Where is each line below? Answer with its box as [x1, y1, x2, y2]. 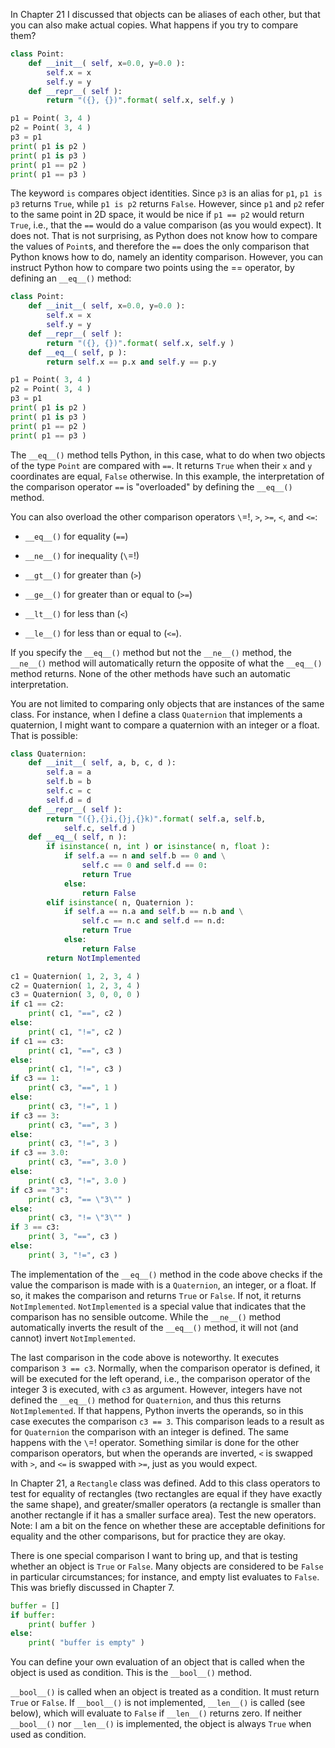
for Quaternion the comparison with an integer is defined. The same [10, 1425, 289, 1438]
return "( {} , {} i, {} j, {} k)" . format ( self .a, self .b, [46, 814, 267, 824]
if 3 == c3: [10, 1222, 60, 1233]
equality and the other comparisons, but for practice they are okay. [10, 1530, 287, 1542]
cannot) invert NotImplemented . [10, 1332, 137, 1344]
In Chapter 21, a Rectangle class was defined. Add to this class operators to [10, 1477, 321, 1489]
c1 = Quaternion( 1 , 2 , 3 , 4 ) [10, 971, 141, 981]
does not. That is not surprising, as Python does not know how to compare [10, 230, 318, 242]
